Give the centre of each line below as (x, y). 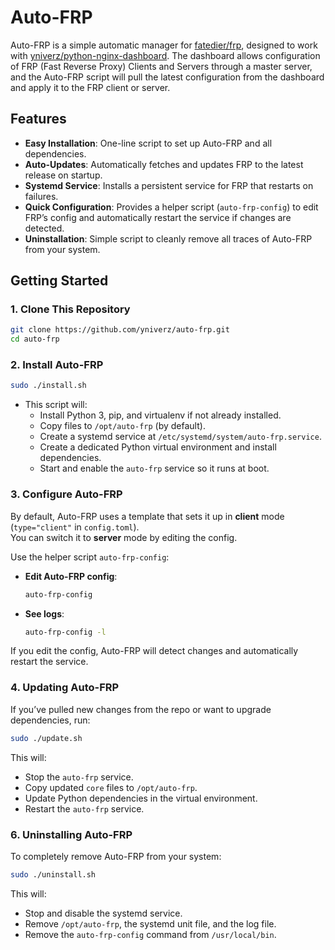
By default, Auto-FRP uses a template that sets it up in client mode (147, 516)
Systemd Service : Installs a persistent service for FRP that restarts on (169, 185)
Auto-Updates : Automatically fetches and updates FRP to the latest (164, 164)
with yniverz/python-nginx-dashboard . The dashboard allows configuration (165, 55)
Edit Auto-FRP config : (71, 576)
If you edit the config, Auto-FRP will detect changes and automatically (154, 651)
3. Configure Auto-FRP (66, 494)
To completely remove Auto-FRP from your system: (116, 856)
